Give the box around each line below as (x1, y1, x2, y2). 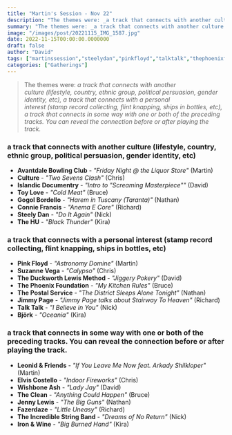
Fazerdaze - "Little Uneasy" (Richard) (17, 405, 126, 414)
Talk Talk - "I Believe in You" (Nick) (17, 304, 117, 312)
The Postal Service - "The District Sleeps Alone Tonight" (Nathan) (17, 288, 206, 297)
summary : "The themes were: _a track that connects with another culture (7, 23, 224, 30)
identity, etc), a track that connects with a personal (23, 95, 171, 104)
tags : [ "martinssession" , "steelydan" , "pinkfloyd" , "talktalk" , (7, 55, 190, 62)
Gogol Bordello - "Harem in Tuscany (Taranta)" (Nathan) (17, 195, 180, 204)
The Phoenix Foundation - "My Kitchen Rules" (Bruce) (17, 281, 174, 290)
